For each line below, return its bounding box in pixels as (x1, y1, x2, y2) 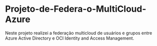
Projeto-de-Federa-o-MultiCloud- (5, 3, 147, 15)
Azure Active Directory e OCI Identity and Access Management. (5, 35, 134, 41)
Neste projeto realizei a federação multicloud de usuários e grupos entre (5, 30, 153, 36)
